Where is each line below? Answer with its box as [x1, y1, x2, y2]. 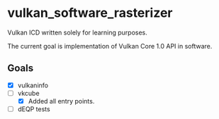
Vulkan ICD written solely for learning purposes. [7, 28, 147, 37]
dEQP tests [17, 104, 51, 113]
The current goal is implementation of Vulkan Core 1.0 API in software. [7, 42, 213, 50]
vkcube [17, 89, 40, 97]
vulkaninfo [17, 81, 48, 89]
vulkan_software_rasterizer [7, 5, 173, 21]
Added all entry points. [28, 96, 95, 105]
